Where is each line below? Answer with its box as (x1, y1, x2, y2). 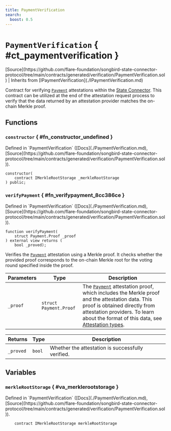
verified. (50, 351, 70, 358)
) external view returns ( (5, 238, 63, 243)
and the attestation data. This (82, 296, 153, 303)
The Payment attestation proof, (82, 283, 154, 290)
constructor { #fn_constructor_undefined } (5, 133, 113, 140)
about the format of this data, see (82, 315, 162, 322)
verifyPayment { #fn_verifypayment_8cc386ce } (5, 191, 125, 198)
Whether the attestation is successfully (50, 344, 144, 352)
